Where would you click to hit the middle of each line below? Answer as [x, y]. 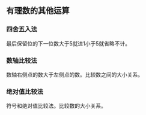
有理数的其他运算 [38, 11]
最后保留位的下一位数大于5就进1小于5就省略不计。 [68, 43]
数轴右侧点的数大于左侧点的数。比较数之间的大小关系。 [75, 74]
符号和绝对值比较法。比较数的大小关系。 [56, 106]
